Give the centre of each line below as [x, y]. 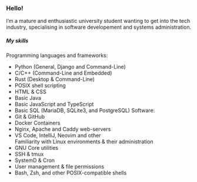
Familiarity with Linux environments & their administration [84, 141]
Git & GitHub [30, 117]
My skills [17, 41]
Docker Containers [37, 123]
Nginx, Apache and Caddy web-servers [63, 129]
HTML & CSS [30, 92]
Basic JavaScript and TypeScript [54, 105]
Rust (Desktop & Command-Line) [55, 79]
